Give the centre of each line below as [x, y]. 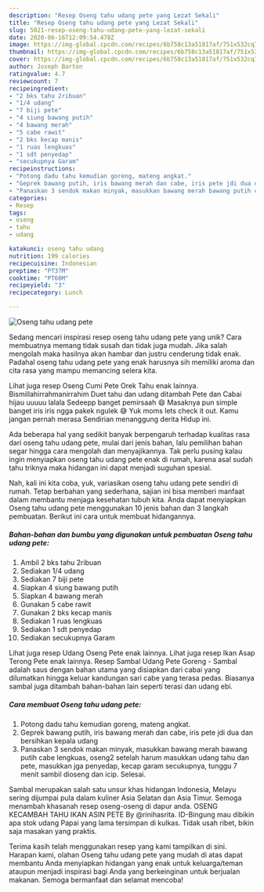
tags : [18, 213]
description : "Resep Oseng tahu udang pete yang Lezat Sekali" [114, 15]
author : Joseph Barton [46, 67]
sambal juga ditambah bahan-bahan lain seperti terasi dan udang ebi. [121, 686]
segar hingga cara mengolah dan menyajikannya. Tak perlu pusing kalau [126, 451]
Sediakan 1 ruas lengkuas [61, 621]
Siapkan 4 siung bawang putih [69, 587]
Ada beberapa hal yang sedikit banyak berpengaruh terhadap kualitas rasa [129, 434]
